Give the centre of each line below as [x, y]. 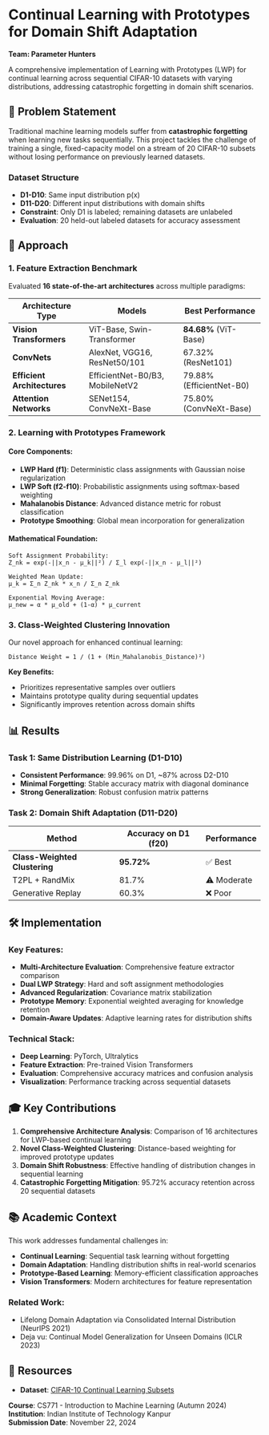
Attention [31, 398]
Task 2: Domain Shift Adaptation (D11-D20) [93, 813]
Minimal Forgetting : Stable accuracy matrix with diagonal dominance [134, 784]
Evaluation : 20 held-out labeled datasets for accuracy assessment [130, 220]
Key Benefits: [31, 672]
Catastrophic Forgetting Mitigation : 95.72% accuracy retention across [137, 1182]
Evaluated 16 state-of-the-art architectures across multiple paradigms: [127, 285]
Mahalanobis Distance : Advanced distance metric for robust [120, 503]
